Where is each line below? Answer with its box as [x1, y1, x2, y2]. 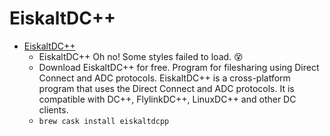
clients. [38, 103, 69, 116]
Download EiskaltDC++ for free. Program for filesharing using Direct [38, 61, 320, 73]
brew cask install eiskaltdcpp [38, 116, 170, 126]
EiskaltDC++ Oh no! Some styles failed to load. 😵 [38, 50, 244, 62]
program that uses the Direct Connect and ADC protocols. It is [38, 82, 295, 94]
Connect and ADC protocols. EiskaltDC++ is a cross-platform [38, 72, 291, 84]
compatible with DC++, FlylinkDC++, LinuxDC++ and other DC [38, 93, 297, 105]
